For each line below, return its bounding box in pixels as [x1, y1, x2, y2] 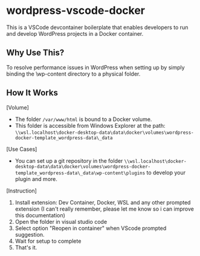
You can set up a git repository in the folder [15, 157, 123, 164]
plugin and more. [15, 175, 57, 182]
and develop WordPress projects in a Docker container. [6, 30, 144, 37]
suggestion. [15, 231, 45, 238]
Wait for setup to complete [15, 237, 82, 245]
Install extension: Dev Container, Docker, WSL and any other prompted [15, 199, 191, 206]
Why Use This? [6, 48, 65, 58]
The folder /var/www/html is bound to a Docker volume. [15, 116, 152, 123]
